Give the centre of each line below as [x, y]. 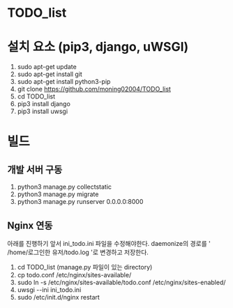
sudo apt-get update [47, 67]
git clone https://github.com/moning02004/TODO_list [94, 89]
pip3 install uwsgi [43, 111]
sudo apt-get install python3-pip [64, 82]
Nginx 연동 [30, 225]
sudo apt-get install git [50, 74]
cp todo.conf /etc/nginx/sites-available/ [74, 274]
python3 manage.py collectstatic [65, 187]
